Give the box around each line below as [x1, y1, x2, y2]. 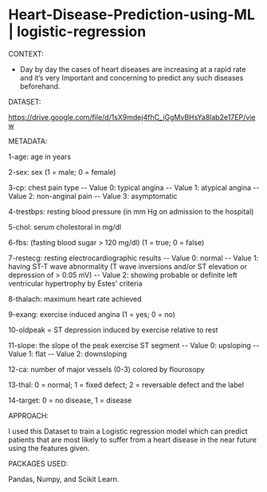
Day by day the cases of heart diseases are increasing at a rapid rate [19, 64, 246, 73]
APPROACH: [8, 411, 49, 420]
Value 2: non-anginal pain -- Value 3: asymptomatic [8, 191, 178, 200]
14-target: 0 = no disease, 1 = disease [8, 395, 132, 405]
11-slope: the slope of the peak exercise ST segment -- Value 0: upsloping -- [8, 340, 260, 350]
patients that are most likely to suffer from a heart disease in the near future [8, 434, 257, 444]
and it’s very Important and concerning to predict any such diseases [19, 73, 244, 82]
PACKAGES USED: [8, 458, 69, 468]
